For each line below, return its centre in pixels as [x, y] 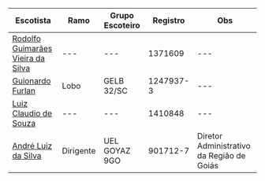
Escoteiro [122, 25]
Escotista [33, 20]
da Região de [221, 155]
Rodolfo [26, 39]
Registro [169, 20]
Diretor [210, 136]
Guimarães [32, 48]
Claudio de [32, 113]
